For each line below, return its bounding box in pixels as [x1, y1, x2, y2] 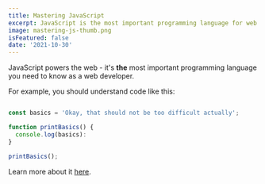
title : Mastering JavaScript [8, 11, 105, 20]
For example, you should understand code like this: [8, 86, 175, 96]
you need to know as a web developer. [8, 71, 135, 81]
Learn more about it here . [8, 167, 91, 176]
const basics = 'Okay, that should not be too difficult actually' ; [8, 109, 240, 117]
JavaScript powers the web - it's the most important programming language [8, 63, 258, 72]
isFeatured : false [8, 33, 69, 42]
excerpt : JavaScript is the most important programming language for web [8, 19, 258, 27]
